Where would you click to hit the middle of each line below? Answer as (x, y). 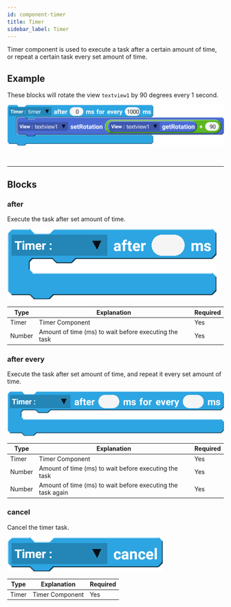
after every (26, 359)
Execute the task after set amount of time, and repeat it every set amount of (114, 374)
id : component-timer (37, 14)
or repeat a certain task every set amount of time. (77, 57)
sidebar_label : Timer (38, 29)
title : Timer (26, 22)
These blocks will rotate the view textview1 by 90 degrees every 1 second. (113, 95)
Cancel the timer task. (38, 527)
